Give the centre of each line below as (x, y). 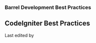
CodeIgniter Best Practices (47, 23)
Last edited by (19, 35)
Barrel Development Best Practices (48, 7)
